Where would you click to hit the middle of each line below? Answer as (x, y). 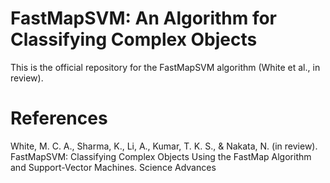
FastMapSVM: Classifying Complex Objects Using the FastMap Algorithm (161, 156)
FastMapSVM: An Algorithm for (144, 18)
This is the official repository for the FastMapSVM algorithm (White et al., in (165, 67)
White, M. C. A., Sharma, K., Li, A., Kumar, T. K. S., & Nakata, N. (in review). (164, 146)
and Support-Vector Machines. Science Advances (113, 167)
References (59, 118)
